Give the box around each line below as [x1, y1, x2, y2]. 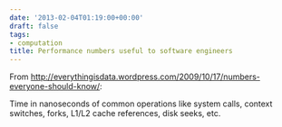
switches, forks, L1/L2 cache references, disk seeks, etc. [9, 108, 221, 119]
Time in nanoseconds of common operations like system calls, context [9, 98, 273, 109]
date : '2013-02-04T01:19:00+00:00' [9, 13, 144, 23]
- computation [9, 38, 63, 48]
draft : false [9, 22, 59, 31]
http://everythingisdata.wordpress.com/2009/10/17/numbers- [30, 71, 261, 82]
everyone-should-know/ [9, 81, 101, 92]
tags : [9, 30, 30, 39]
